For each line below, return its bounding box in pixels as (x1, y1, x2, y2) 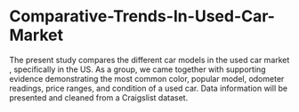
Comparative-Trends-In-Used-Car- (9, 6, 276, 27)
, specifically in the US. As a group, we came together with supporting (9, 64, 266, 75)
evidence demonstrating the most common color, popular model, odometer (9, 73, 285, 84)
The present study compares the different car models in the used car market (9, 54, 290, 65)
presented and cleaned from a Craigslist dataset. (9, 92, 189, 103)
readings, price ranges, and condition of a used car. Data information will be (9, 83, 287, 93)
